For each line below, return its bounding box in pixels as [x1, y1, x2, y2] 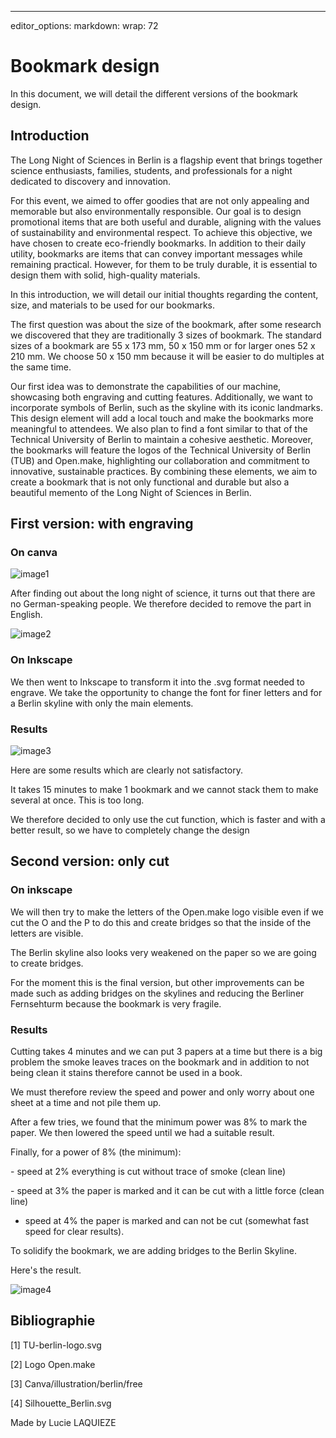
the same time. [10, 361, 72, 373]
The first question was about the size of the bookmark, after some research [10, 318, 322, 330]
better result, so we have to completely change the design [10, 824, 250, 836]
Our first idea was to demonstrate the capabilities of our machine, [10, 380, 282, 392]
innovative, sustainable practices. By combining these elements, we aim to [10, 465, 318, 477]
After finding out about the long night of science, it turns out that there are [10, 587, 316, 600]
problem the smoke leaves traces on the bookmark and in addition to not [10, 1056, 310, 1068]
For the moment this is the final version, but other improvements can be [10, 976, 305, 988]
